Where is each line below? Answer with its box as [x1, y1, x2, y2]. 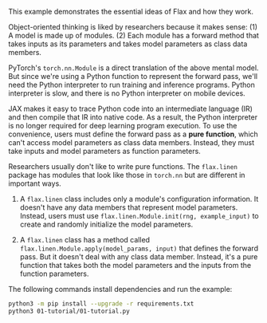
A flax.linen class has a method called [19, 235, 150, 244]
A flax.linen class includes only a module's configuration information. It [19, 195, 259, 203]
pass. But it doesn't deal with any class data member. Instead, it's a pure [19, 252, 258, 262]
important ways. [8, 179, 61, 188]
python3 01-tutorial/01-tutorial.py [8, 307, 130, 315]
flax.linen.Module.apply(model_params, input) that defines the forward [19, 243, 259, 253]
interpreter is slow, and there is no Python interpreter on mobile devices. [8, 89, 245, 98]
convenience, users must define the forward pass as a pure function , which [8, 129, 259, 139]
